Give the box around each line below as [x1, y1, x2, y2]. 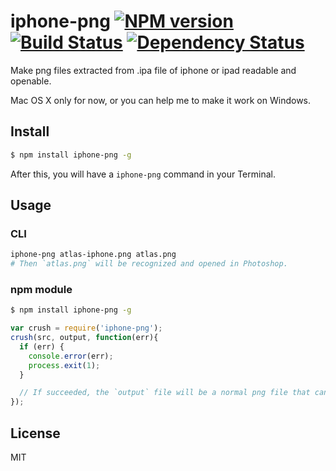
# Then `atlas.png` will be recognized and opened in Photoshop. [10, 259, 288, 269]
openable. [10, 75, 52, 87]
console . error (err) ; [28, 351, 114, 361]
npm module [10, 282, 73, 296]
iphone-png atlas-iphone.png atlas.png [10, 250, 177, 260]
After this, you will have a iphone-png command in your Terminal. [10, 168, 276, 180]
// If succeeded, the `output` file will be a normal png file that [19, 388, 311, 398]
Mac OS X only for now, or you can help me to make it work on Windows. [10, 94, 312, 106]
